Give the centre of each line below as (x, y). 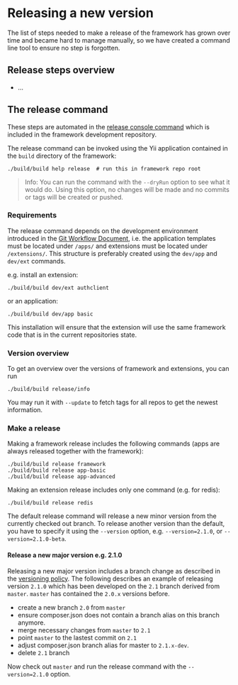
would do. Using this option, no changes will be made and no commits (127, 189)
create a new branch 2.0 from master (72, 607)
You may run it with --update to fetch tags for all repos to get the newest (113, 402)
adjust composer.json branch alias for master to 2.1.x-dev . (103, 645)
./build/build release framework (57, 464)
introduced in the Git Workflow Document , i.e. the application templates (112, 238)
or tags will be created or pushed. (74, 197)
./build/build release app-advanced (61, 477)
